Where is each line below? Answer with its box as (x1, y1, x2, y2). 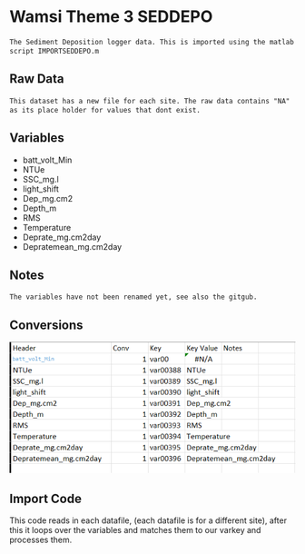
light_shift (22, 183, 59, 194)
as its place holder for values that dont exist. (9, 105, 202, 114)
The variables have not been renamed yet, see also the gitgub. (9, 292, 258, 302)
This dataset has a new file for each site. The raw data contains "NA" (9, 96, 290, 105)
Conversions (9, 317, 84, 332)
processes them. (9, 534, 73, 545)
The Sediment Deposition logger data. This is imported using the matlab (9, 37, 295, 46)
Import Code (9, 490, 82, 506)
